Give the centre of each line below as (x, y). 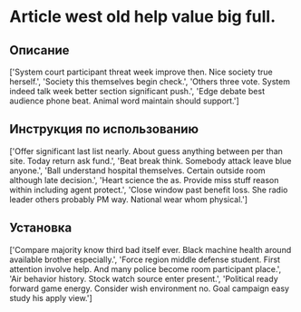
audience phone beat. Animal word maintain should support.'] (125, 101)
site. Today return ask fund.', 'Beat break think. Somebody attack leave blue (150, 161)
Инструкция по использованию (104, 129)
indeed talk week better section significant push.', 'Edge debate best (137, 91)
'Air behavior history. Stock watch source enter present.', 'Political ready (144, 278)
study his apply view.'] (51, 297)
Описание (39, 50)
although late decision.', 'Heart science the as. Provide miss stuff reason (144, 180)
